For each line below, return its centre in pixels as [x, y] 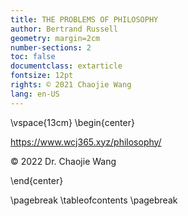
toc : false [33, 57]
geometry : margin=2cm [55, 38]
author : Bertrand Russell [64, 29]
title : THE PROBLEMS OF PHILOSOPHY [84, 19]
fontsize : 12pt [42, 76]
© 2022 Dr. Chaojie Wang [63, 161]
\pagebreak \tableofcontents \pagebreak [94, 200]
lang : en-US [35, 94]
